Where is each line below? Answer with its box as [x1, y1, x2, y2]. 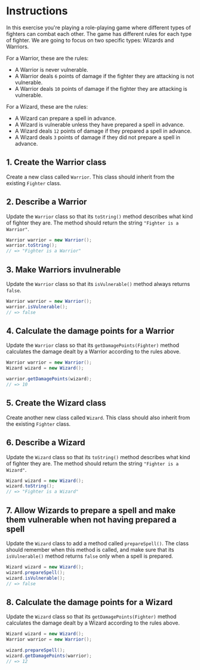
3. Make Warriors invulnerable [6, 265, 121, 275]
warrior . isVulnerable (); [6, 303, 68, 310]
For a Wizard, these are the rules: [6, 103, 88, 110]
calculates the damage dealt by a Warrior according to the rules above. [6, 348, 181, 355]
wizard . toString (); [6, 483, 55, 489]
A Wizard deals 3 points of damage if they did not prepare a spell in [14, 133, 180, 141]
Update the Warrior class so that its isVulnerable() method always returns [6, 281, 190, 287]
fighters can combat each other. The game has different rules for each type [6, 30, 192, 37]
